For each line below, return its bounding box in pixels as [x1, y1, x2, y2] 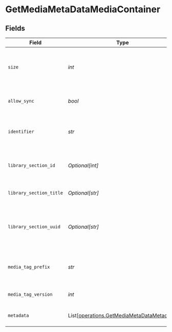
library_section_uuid [8, 224, 60, 229]
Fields [5, 24, 26, 33]
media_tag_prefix [8, 264, 50, 270]
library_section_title [8, 190, 63, 196]
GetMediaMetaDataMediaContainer [5, 4, 161, 15]
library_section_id [8, 162, 55, 168]
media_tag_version [8, 292, 53, 297]
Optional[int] [68, 162, 99, 169]
